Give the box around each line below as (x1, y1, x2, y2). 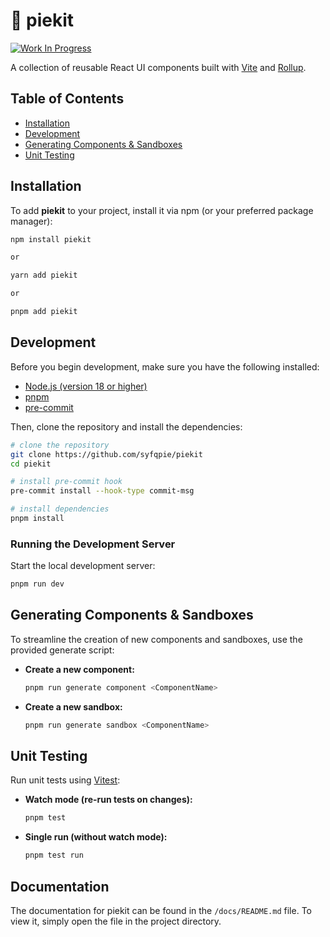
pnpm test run (24, 850, 84, 861)
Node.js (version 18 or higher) (24, 380, 148, 392)
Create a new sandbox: (24, 700, 123, 713)
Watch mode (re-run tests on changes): (24, 794, 193, 806)
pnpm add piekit (10, 307, 78, 317)
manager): (10, 215, 53, 227)
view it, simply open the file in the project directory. (10, 915, 222, 927)
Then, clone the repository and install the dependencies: (10, 420, 243, 433)
